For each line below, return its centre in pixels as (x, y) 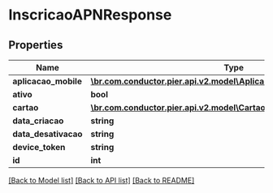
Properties (36, 45)
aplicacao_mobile (48, 81)
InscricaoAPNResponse (90, 15)
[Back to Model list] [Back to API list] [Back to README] (102, 180)
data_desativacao (48, 134)
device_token (39, 147)
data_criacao (38, 121)
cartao (26, 107)
